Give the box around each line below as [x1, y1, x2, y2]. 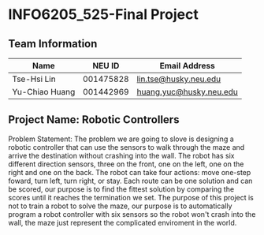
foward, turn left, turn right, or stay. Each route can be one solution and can [8, 176, 253, 185]
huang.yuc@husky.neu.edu [136, 87, 239, 97]
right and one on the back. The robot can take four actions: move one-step [8, 167, 251, 177]
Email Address [159, 61, 215, 71]
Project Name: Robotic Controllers [8, 113, 180, 127]
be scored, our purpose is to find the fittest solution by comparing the [8, 184, 235, 194]
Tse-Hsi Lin [12, 73, 57, 84]
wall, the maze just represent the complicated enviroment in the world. [8, 218, 237, 227]
